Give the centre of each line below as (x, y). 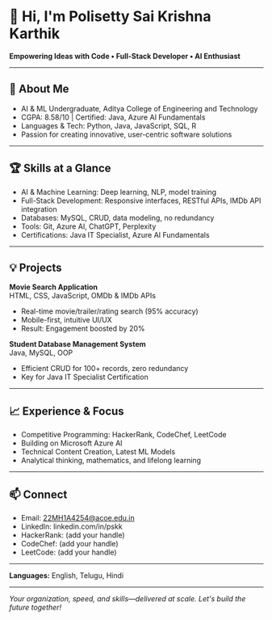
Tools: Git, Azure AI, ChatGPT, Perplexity (88, 226)
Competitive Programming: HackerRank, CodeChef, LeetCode (123, 435)
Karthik (34, 34)
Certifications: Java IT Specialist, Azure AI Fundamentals (115, 234)
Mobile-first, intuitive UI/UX (66, 320)
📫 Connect (38, 494)
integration (39, 209)
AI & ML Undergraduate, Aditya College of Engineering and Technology (139, 108)
